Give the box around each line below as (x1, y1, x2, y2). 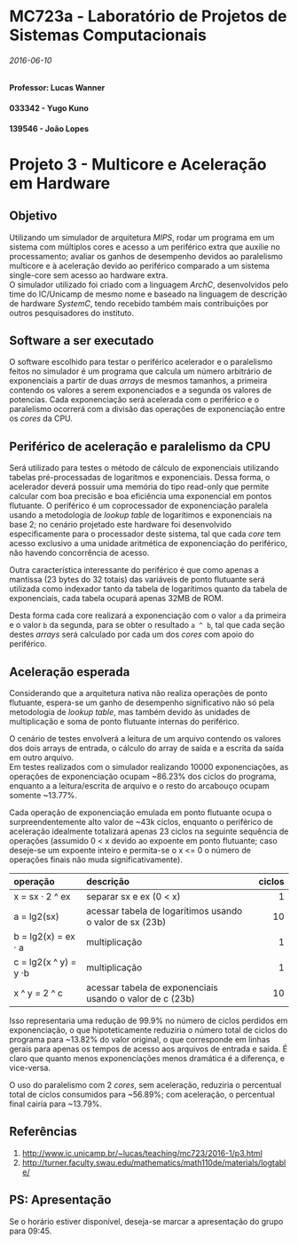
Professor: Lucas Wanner (9, 83, 106, 93)
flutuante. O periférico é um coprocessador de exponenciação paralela (9, 500, 269, 511)
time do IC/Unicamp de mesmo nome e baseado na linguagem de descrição (9, 289, 288, 299)
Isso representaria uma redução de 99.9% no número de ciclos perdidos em (9, 1015, 288, 1027)
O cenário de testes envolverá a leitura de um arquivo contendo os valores (9, 734, 282, 744)
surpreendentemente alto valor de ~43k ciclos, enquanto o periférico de (9, 817, 273, 828)
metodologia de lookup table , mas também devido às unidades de (9, 707, 251, 718)
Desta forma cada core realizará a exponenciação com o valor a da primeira (9, 610, 286, 621)
